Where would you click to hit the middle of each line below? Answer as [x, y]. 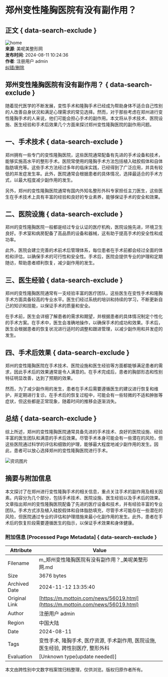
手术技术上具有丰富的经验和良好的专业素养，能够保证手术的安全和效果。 [88, 197]
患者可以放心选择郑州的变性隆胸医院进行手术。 [62, 450]
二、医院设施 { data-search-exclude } [64, 214]
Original [17, 598]
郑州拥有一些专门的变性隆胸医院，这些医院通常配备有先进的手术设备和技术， [84, 155]
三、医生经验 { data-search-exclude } [64, 280]
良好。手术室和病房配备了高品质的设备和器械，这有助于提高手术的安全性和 [82, 233]
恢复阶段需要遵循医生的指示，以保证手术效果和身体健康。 [77, 523]
